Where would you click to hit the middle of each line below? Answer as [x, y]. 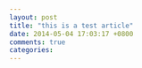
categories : [31, 50]
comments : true [38, 42]
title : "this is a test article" [71, 26]
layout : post [33, 17]
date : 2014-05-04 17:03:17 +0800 [71, 34]
